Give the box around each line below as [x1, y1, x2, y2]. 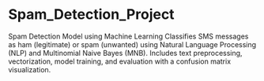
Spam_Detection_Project [8, 6, 175, 24]
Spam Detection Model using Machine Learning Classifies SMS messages [8, 31, 249, 41]
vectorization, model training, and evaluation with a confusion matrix [8, 57, 232, 66]
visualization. [8, 64, 51, 74]
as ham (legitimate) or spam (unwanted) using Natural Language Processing [8, 39, 257, 49]
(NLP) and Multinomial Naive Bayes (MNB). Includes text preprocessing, [8, 48, 243, 57]
